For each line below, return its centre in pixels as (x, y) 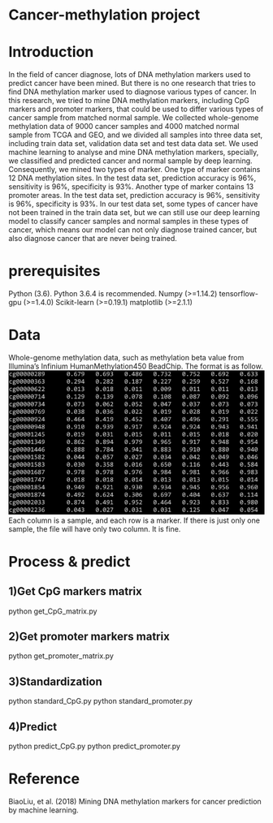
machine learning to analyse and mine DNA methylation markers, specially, (134, 153)
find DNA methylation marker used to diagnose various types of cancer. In (133, 92)
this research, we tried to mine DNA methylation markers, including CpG (129, 101)
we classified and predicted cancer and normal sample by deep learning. (131, 161)
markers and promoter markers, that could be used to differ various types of (136, 109)
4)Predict (33, 727)
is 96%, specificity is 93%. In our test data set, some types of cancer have (133, 204)
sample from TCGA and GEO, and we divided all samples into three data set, (136, 135)
